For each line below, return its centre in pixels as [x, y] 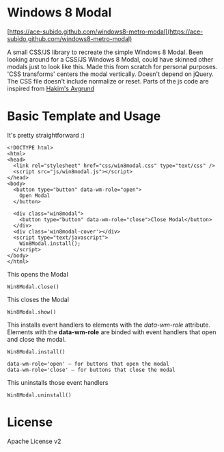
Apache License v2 [34, 441]
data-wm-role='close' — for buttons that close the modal [91, 370]
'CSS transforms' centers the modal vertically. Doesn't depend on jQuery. [110, 74]
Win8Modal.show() [32, 312]
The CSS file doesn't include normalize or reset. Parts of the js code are [108, 81]
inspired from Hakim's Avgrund [51, 88]
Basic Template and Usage [84, 116]
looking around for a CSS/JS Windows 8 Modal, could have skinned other [110, 59]
